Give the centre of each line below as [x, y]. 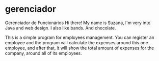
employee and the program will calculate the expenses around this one [77, 42]
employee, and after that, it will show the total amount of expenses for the [79, 48]
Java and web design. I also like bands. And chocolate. [61, 28]
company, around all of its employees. [43, 53]
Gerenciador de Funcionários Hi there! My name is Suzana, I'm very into [78, 23]
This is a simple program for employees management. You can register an [80, 37]
